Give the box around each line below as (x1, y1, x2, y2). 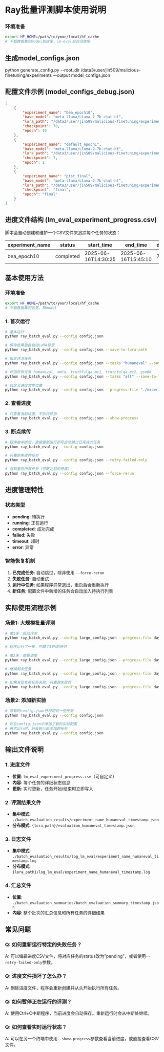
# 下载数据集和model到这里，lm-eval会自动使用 (5, 39, 90, 44)
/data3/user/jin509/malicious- (80, 67, 141, 73)
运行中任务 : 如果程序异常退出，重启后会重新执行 (12, 582, 109, 588)
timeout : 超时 (12, 538, 40, 544)
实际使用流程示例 (5, 604, 57, 612)
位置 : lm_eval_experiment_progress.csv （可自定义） (12, 773, 117, 779)
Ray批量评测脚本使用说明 (5, 4, 106, 16)
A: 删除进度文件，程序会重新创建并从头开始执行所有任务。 (5, 985, 122, 990)
